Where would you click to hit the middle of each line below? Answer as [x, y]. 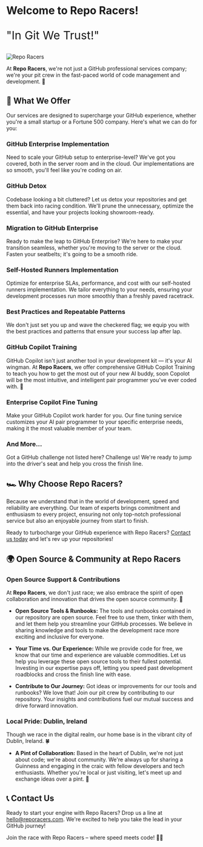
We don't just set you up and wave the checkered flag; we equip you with [98, 325]
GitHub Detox [26, 186]
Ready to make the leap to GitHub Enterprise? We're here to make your [95, 241]
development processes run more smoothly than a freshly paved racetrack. [100, 296]
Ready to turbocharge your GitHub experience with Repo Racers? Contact [98, 532]
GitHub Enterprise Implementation [58, 144]
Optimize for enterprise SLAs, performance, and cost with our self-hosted [98, 283]
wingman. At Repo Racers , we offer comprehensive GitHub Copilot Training [101, 367]
